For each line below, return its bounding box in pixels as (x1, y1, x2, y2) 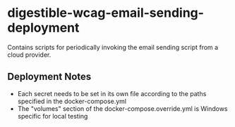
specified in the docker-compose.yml (17, 97, 127, 105)
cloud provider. (7, 51, 52, 59)
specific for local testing (17, 112, 88, 120)
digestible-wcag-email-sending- (7, 5, 205, 21)
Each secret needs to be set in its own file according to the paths (17, 89, 207, 98)
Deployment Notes (7, 71, 92, 83)
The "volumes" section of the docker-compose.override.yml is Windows (17, 104, 228, 113)
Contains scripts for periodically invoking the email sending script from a (7, 43, 219, 51)
